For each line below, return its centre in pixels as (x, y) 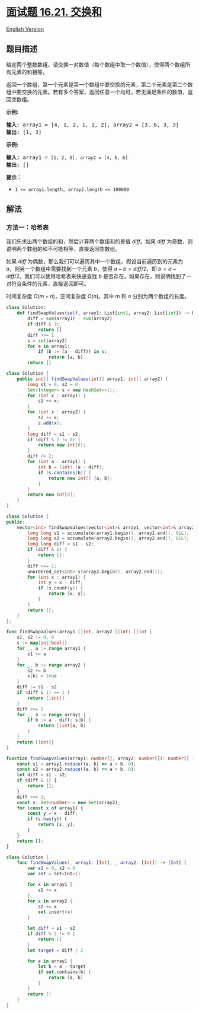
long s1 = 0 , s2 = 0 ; (54, 384)
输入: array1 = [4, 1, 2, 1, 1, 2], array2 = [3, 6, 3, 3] (93, 125)
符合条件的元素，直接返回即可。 (50, 284)
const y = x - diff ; (53, 814)
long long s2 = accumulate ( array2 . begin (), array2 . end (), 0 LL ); (108, 538)
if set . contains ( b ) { (65, 972)
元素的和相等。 (29, 72)
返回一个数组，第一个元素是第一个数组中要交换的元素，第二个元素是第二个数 (99, 84)
